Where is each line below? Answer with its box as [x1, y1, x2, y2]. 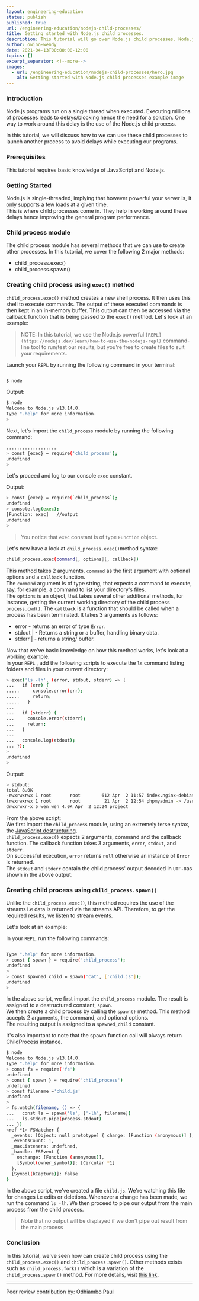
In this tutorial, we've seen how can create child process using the [6, 1252, 168, 1259]
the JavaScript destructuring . [6, 827, 78, 834]
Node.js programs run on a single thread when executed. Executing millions [6, 108, 191, 115]
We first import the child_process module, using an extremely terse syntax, [6, 821, 190, 828]
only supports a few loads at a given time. [6, 201, 108, 208]
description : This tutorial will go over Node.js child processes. [6, 36, 176, 42]
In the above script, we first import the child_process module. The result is [6, 995, 188, 1002]
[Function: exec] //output [6, 512, 78, 518]
